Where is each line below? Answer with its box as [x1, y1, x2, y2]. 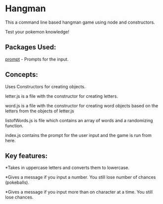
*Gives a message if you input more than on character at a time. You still [5, 189, 153, 195]
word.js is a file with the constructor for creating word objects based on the [5, 102, 159, 108]
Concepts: [5, 70, 38, 79]
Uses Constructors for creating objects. [5, 83, 85, 89]
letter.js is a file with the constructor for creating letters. [5, 93, 119, 99]
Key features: [5, 151, 48, 160]
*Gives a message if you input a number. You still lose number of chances [5, 174, 156, 180]
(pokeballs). [5, 179, 30, 185]
